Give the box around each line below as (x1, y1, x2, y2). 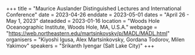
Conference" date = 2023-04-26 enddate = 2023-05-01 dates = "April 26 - (6, 11, 190, 18)
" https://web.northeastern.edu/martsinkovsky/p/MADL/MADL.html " (6, 30, 170, 37)
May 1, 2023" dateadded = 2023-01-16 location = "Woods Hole (6, 18, 160, 24)
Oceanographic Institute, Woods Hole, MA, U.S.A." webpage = (6, 23, 158, 30)
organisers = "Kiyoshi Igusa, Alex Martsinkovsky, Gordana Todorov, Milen (6, 36, 185, 43)
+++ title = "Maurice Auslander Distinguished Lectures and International (6, 5, 181, 12)
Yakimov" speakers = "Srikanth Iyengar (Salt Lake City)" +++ (6, 42, 155, 49)
